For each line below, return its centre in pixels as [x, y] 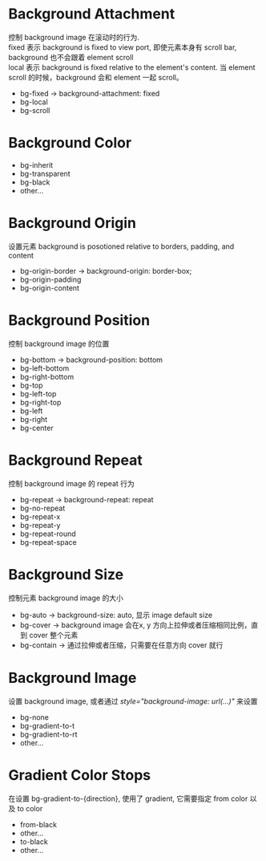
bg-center [36, 428]
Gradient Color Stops [80, 775]
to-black [34, 841]
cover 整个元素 [54, 635]
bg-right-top [40, 402]
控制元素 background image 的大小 [66, 598]
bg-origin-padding [50, 279]
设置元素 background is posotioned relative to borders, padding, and [121, 246]
